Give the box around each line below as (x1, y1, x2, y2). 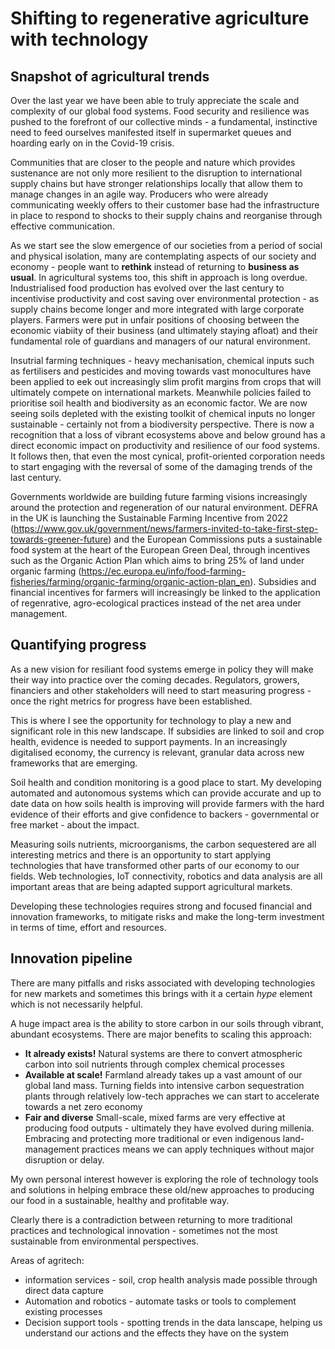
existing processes (24, 1305, 103, 1317)
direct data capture (24, 1284, 104, 1296)
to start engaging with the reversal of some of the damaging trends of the (10, 461, 313, 472)
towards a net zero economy (24, 1100, 143, 1112)
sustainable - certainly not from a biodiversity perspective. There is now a (10, 418, 315, 430)
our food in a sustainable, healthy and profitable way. (10, 1194, 230, 1206)
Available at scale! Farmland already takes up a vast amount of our (24, 1068, 303, 1081)
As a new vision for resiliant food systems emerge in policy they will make (10, 663, 314, 675)
